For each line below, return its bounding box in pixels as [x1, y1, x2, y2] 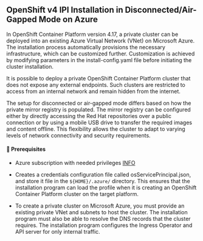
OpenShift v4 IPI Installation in [6, 5, 123, 15]
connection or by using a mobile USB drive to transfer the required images [6, 119, 193, 126]
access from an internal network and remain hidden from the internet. [6, 88, 181, 95]
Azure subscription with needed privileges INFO [15, 159, 136, 167]
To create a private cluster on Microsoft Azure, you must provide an [15, 202, 185, 209]
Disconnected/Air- [125, 5, 197, 15]
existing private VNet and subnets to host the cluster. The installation [15, 209, 188, 216]
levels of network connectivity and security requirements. [6, 131, 151, 139]
